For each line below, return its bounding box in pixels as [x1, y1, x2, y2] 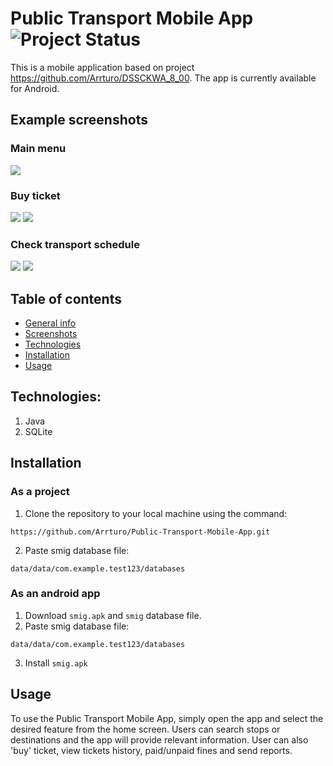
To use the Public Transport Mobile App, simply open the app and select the [10, 712, 324, 724]
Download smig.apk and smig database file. [24, 609, 202, 621]
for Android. [10, 82, 60, 94]
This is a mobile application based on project [10, 61, 195, 73]
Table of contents [10, 290, 122, 307]
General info [24, 317, 77, 329]
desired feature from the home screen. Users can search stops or [10, 723, 281, 735]
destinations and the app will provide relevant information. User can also [10, 733, 309, 746]
